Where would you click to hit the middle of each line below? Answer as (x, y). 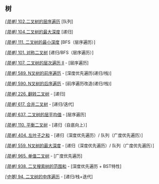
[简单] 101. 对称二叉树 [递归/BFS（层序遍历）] (49, 52)
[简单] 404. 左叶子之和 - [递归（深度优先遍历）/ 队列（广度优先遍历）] (74, 135)
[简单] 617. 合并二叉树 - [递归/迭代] (40, 104)
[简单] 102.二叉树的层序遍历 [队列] (39, 21)
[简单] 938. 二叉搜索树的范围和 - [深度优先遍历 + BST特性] (63, 166)
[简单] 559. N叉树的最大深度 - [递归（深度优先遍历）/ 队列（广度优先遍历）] (80, 146)
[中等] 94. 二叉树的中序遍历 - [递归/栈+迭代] (49, 176)
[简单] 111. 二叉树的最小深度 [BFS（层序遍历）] (50, 42)
